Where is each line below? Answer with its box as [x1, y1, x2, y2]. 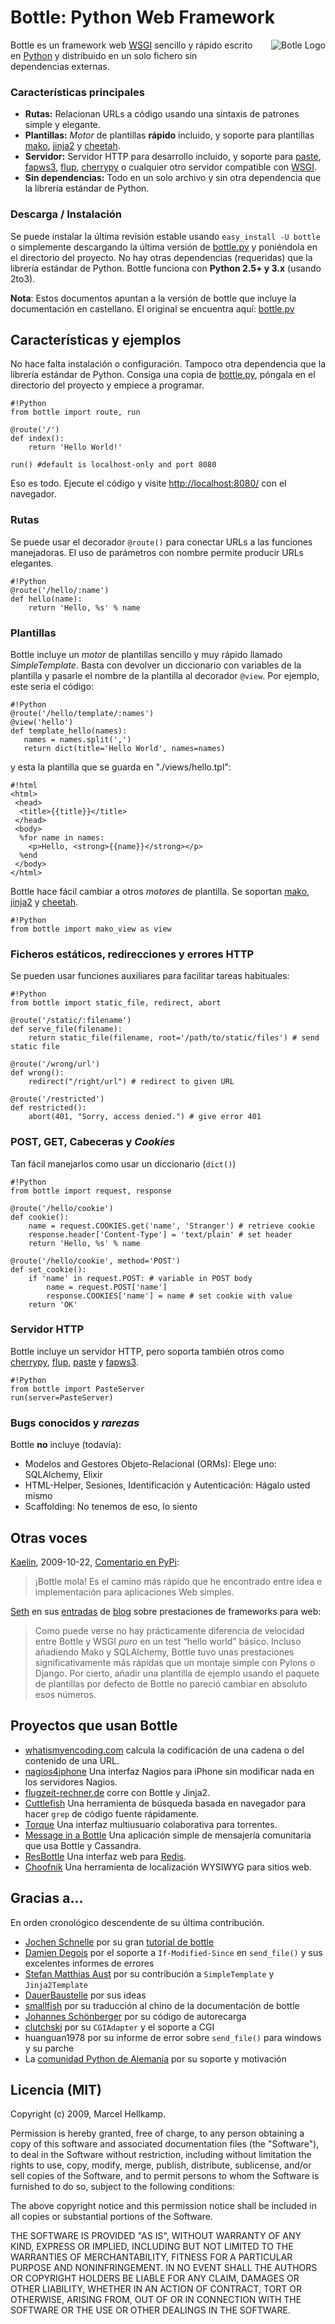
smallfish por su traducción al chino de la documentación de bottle [24, 1999, 300, 2011]
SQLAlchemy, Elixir [24, 1469, 103, 1481]
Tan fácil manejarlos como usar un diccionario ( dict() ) [10, 1157, 237, 1170]
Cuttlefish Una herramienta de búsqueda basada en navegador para [24, 1797, 307, 1809]
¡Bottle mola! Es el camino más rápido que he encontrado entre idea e [34, 1575, 323, 1587]
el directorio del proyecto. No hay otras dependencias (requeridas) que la [10, 251, 313, 263]
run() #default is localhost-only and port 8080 [10, 460, 217, 470]
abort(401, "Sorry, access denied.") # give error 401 [28, 1112, 262, 1122]
